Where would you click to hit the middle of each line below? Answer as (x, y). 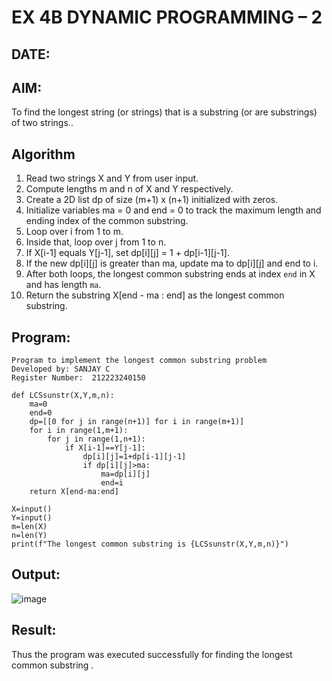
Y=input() (32, 518)
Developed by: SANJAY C (61, 369)
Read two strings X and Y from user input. (112, 178)
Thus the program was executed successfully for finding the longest (152, 654)
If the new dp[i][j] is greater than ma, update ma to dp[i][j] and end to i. (172, 263)
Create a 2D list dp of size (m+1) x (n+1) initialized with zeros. (152, 200)
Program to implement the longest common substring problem (139, 361)
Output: (36, 574)
